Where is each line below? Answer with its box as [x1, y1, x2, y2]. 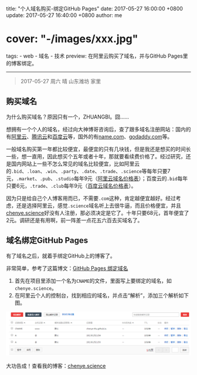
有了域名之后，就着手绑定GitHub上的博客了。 [6, 252, 116, 259]
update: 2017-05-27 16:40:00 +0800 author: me [6, 12, 123, 19]
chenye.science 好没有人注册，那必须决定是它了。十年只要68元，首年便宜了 [6, 209, 189, 216]
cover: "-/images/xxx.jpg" [6, 32, 138, 46]
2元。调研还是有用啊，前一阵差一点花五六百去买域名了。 [6, 217, 143, 224]
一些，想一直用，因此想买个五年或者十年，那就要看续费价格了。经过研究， [6, 153, 186, 160]
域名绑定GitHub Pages [6, 235, 89, 245]
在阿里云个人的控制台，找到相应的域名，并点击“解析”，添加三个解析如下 [14, 292, 189, 299]
